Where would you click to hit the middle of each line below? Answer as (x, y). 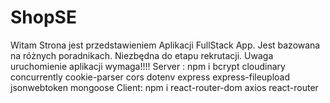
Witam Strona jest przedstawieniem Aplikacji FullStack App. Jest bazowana (165, 45)
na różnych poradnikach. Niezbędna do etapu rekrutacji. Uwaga (142, 55)
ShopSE (43, 17)
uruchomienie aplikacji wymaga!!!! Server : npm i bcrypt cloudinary (148, 66)
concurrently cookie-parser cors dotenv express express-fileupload (150, 77)
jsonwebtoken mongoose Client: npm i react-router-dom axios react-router (164, 87)
